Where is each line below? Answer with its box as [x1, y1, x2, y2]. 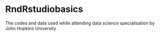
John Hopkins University [5, 25, 56, 31]
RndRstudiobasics [5, 3, 84, 15]
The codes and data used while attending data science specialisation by [5, 20, 155, 26]
